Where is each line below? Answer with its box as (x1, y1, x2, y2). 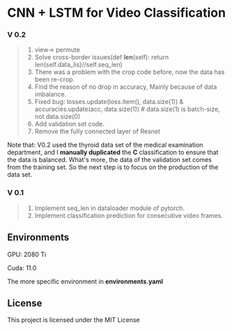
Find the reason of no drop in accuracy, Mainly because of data (34, 82, 217, 91)
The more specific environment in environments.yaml (7, 277, 164, 286)
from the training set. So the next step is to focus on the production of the (7, 163, 219, 172)
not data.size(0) (34, 112, 81, 121)
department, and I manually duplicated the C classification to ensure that (7, 148, 219, 156)
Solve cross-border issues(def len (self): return (34, 53, 169, 61)
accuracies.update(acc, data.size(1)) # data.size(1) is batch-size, (34, 105, 221, 113)
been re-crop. (34, 75, 75, 84)
